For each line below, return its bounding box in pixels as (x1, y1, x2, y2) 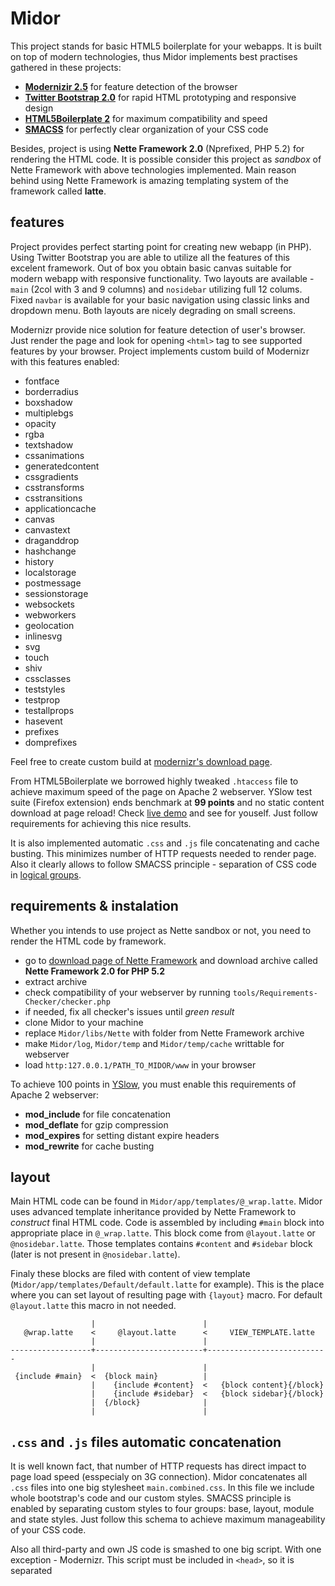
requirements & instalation (10, 898, 179, 915)
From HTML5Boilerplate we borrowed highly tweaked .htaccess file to (10, 775, 299, 787)
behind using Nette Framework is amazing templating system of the (10, 174, 289, 186)
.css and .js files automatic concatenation (10, 1433, 282, 1451)
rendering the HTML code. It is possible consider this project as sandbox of (10, 153, 322, 165)
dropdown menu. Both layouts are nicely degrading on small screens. (10, 304, 296, 316)
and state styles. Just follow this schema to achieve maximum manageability (10, 1513, 326, 1526)
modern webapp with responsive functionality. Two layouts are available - (10, 272, 315, 284)
